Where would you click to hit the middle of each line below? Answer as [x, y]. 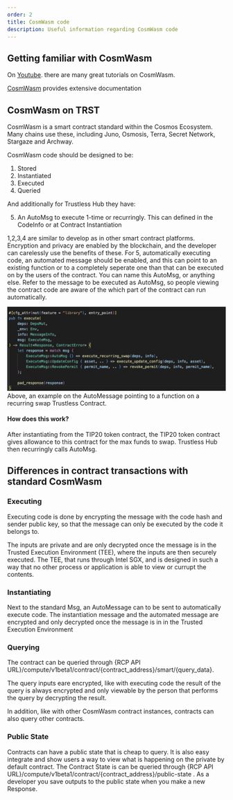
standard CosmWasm [55, 482]
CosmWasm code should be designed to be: [70, 155]
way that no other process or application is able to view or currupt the [107, 567]
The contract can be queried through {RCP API [74, 663]
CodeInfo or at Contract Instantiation [70, 225]
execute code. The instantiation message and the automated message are [113, 615]
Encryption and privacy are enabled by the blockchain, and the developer [112, 245]
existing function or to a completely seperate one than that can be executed [115, 268]
